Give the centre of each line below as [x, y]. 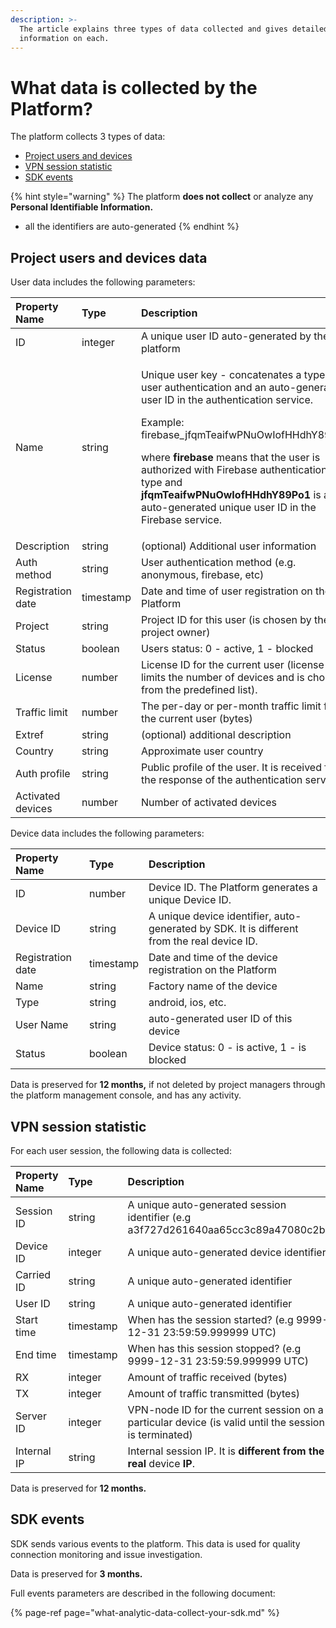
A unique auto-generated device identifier [227, 1252]
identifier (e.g [159, 1217]
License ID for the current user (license [232, 665]
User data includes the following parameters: [103, 282]
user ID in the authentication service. [227, 400]
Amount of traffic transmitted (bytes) [214, 1393]
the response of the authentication [221, 780]
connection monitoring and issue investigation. [106, 1554]
